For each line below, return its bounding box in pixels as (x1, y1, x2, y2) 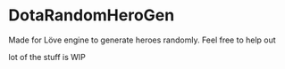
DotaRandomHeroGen (8, 5, 175, 26)
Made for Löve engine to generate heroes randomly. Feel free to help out (8, 34, 276, 45)
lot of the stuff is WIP (8, 51, 86, 62)
